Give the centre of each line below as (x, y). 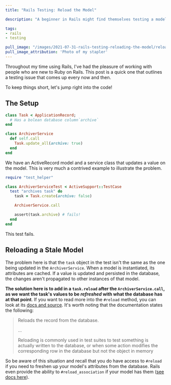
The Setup (22, 104)
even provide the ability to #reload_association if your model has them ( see (85, 372)
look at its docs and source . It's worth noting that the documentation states (84, 305)
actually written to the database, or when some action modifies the (88, 345)
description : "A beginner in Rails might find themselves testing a (79, 19)
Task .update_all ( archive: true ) (49, 144)
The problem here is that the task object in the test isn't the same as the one (85, 262)
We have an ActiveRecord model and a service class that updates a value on (85, 163)
